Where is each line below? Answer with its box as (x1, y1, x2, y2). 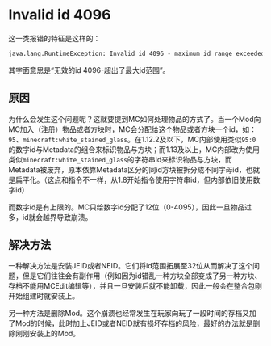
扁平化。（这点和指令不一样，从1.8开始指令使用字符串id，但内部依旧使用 (15, 175, 254, 184)
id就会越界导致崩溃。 (22, 212, 93, 222)
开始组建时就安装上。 (8, 291, 79, 301)
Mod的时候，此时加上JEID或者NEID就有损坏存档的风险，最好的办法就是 (15, 319, 253, 328)
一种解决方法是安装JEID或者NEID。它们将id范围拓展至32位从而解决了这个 (8, 261, 253, 271)
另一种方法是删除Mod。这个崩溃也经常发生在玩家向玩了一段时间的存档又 (8, 309, 250, 319)
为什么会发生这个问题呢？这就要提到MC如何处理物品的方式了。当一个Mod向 (8, 114, 261, 124)
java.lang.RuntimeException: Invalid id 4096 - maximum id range (8, 49, 232, 57)
